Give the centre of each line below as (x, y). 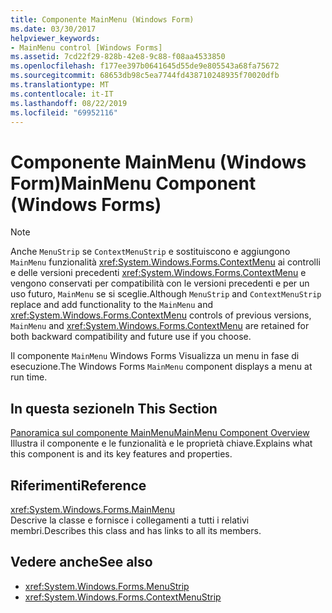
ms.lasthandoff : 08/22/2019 (69, 103)
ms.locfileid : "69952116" (64, 112)
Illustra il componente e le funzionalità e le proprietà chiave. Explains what (161, 443)
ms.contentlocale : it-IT (62, 94)
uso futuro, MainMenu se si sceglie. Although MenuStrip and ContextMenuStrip (166, 294)
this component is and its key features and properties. (121, 454)
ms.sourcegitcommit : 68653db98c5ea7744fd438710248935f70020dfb (145, 76)
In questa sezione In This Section (114, 408)
